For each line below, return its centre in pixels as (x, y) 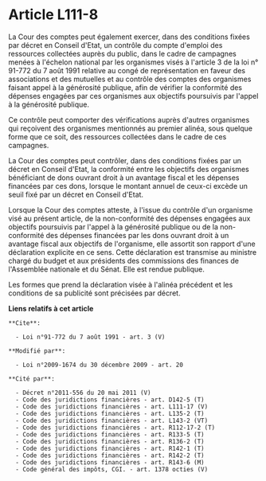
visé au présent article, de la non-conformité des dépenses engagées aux (129, 218)
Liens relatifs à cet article (51, 308)
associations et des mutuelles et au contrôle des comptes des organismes (130, 79)
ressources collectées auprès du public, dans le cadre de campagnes (122, 53)
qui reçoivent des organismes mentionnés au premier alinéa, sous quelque (131, 128)
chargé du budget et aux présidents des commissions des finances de (123, 260)
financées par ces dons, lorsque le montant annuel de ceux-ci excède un (128, 186)
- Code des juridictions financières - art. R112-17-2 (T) (115, 428)
